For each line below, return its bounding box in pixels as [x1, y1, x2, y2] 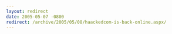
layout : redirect [6, 8, 49, 14]
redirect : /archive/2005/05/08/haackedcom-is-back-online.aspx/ [6, 19, 167, 25]
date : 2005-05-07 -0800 [6, 14, 65, 20]
